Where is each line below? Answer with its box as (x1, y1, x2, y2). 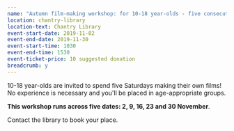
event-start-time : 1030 (7, 43, 77, 49)
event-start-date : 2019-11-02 (7, 29, 95, 37)
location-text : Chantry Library (7, 23, 101, 30)
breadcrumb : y (7, 62, 49, 69)
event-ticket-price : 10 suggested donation (7, 56, 136, 63)
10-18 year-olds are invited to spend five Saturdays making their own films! (7, 81, 221, 89)
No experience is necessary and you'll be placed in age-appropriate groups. (7, 88, 226, 97)
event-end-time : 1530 (7, 49, 70, 56)
